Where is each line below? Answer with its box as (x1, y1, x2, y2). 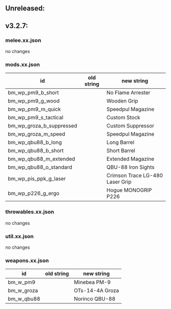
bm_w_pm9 (8, 279, 36, 286)
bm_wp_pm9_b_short (8, 89, 59, 96)
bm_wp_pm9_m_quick (8, 106, 61, 113)
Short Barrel (106, 147, 136, 154)
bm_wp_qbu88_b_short (8, 147, 64, 154)
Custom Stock (106, 114, 140, 121)
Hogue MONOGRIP (106, 187, 152, 194)
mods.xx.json (5, 61, 40, 68)
